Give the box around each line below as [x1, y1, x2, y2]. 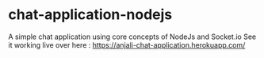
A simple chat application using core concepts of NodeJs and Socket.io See [8, 32, 256, 41]
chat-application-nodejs [8, 6, 173, 24]
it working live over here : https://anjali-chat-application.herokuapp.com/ [8, 40, 246, 49]
